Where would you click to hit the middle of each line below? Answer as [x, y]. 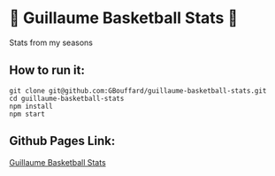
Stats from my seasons [51, 42]
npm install [31, 106]
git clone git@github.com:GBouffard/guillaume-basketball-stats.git [138, 91]
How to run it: [47, 70]
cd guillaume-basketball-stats [67, 98]
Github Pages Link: [62, 141]
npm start [27, 114]
